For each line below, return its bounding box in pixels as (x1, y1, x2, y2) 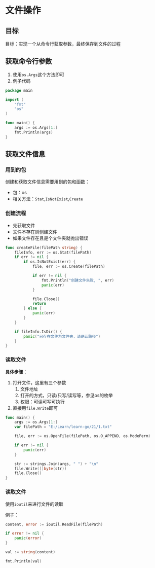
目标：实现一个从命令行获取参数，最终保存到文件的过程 (5, 41, 121, 47)
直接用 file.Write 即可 (12, 405, 58, 411)
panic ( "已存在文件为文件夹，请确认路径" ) (23, 334, 101, 339)
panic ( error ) (14, 536, 42, 541)
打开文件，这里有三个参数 (12, 379, 66, 385)
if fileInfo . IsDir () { (14, 329, 62, 334)
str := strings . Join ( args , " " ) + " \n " (14, 461, 99, 467)
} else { (23, 306, 42, 311)
